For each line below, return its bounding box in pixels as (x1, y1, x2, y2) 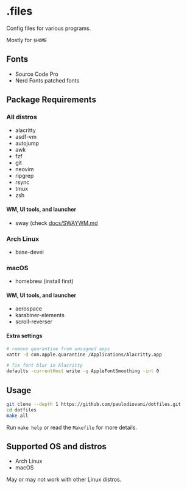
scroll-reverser (15, 318, 53, 325)
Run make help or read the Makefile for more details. (6, 424, 137, 431)
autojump (15, 139, 40, 147)
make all (6, 413, 29, 419)
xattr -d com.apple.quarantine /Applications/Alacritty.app (6, 351, 163, 358)
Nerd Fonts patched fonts (15, 76, 80, 84)
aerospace (15, 305, 43, 312)
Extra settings (6, 332, 43, 340)
